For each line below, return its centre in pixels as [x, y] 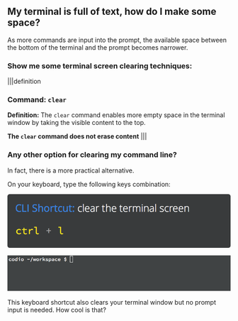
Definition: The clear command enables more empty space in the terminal [116, 115]
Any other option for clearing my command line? [92, 155]
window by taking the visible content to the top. [77, 123]
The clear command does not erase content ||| [77, 136]
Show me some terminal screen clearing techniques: [100, 65]
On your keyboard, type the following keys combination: [89, 184]
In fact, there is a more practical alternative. [71, 170]
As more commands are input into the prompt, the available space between [117, 40]
